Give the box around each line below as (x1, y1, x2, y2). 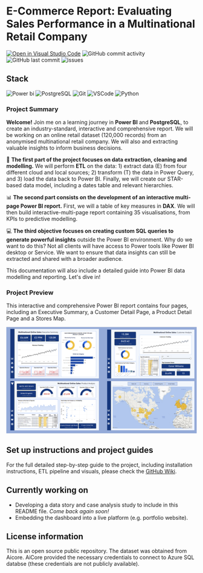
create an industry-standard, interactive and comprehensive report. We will (6, 125, 193, 132)
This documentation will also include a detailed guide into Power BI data (6, 267, 185, 274)
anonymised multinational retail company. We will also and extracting (6, 138, 178, 146)
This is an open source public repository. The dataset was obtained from (6, 548, 187, 555)
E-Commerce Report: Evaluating (6, 4, 172, 18)
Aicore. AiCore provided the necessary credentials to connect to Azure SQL (6, 554, 195, 561)
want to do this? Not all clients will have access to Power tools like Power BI (6, 243, 195, 250)
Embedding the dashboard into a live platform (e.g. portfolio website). (14, 514, 188, 521)
